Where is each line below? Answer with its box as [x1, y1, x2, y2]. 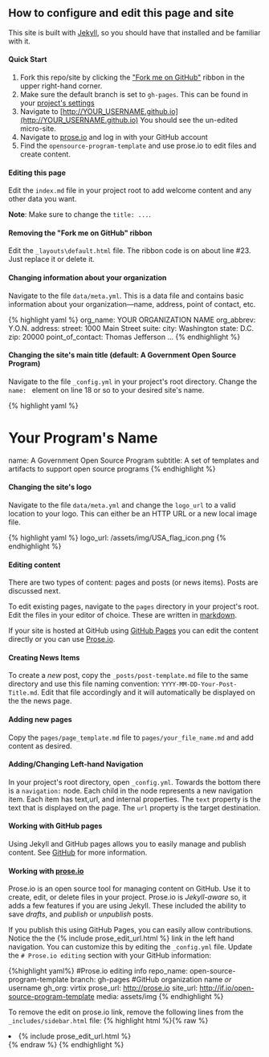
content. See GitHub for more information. [8, 847, 148, 857]
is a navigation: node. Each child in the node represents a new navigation [8, 786, 253, 795]
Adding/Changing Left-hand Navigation [8, 759, 144, 769]
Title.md [8, 689, 38, 697]
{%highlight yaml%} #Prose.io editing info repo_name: [8, 966, 189, 976]
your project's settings [19, 98, 95, 108]
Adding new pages [8, 714, 72, 724]
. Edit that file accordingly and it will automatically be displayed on [37, 688, 255, 697]
